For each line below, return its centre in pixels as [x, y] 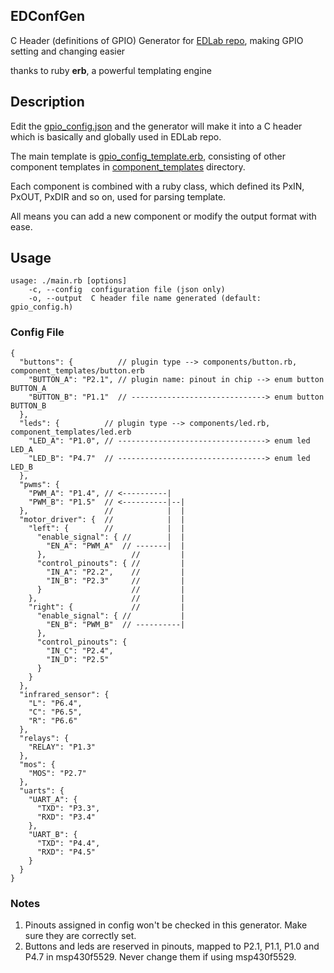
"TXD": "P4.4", [68, 843]
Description [47, 102]
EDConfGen [48, 16]
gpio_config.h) [42, 307]
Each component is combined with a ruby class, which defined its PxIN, [157, 186]
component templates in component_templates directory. [128, 166]
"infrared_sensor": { [64, 694]
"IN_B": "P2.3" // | [116, 580]
